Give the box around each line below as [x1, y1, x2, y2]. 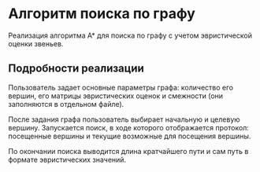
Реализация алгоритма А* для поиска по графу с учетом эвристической [8, 31, 252, 40]
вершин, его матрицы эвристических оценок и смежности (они [8, 91, 223, 101]
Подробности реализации [8, 62, 144, 75]
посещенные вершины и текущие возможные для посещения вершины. [8, 131, 251, 141]
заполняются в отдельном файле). [8, 99, 124, 108]
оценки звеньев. [8, 38, 64, 48]
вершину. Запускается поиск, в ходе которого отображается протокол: [8, 123, 250, 132]
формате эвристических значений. [8, 155, 127, 164]
